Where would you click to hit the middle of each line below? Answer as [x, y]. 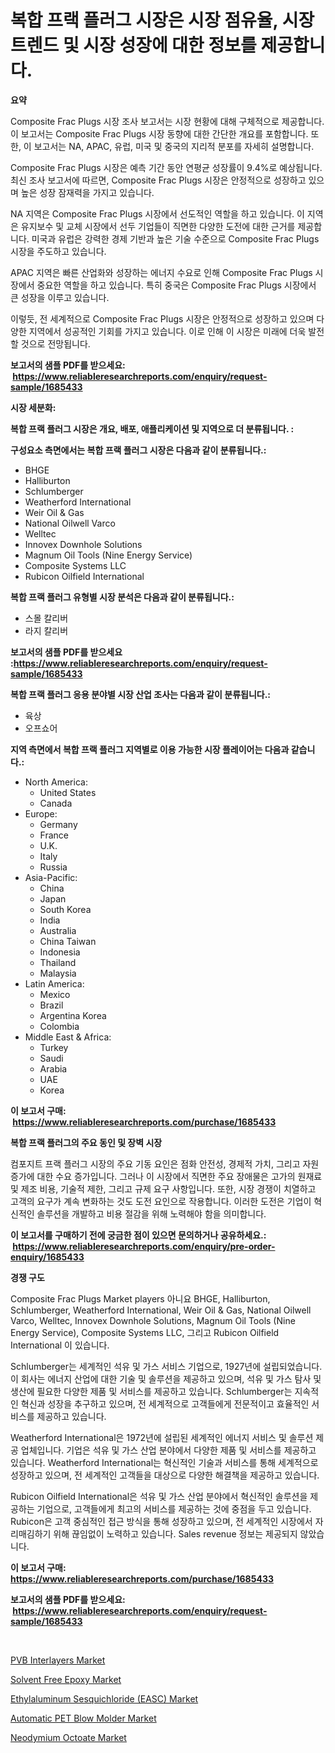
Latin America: [54, 983]
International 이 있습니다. [60, 1345]
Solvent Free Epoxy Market [66, 1679]
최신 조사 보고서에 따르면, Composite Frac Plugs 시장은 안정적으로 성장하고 [158, 180]
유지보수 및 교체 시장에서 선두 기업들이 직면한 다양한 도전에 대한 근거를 [158, 226]
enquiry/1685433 [47, 1257]
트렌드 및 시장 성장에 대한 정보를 [133, 45]
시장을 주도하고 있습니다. [58, 251]
